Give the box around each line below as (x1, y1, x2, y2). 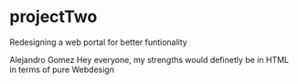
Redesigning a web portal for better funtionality (9, 37, 187, 47)
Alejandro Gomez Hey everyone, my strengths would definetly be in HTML (9, 54, 290, 65)
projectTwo (9, 6, 98, 27)
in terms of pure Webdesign (9, 64, 114, 75)
